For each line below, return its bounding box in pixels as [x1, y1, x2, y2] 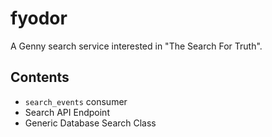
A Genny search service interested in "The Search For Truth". [10, 40, 263, 52]
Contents [10, 69, 70, 86]
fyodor [10, 7, 68, 30]
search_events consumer [24, 95, 128, 107]
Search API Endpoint [24, 106, 110, 118]
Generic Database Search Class [24, 117, 157, 129]
